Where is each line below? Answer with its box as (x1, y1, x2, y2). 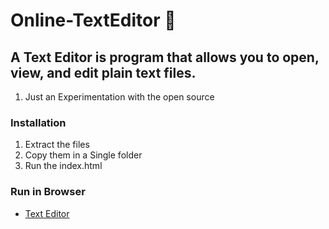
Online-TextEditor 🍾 (10, 9, 177, 32)
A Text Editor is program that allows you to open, (10, 49, 320, 66)
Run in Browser (10, 185, 86, 199)
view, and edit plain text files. (10, 64, 197, 81)
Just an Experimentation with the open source (24, 91, 215, 103)
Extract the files (24, 139, 90, 151)
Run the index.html (24, 160, 103, 172)
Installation (10, 115, 67, 129)
